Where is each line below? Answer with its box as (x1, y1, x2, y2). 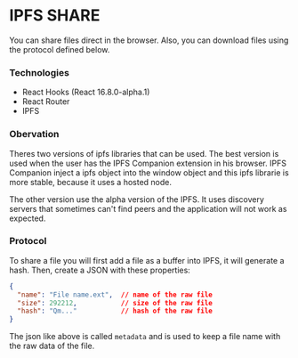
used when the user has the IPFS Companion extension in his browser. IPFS (9, 158, 287, 168)
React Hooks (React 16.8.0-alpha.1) (21, 86, 150, 98)
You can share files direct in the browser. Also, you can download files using (9, 35, 289, 45)
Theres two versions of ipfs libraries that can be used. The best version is (9, 148, 279, 159)
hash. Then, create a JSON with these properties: (9, 264, 191, 275)
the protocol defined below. (9, 44, 110, 54)
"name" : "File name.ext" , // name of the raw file (17, 290, 213, 299)
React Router (21, 96, 70, 107)
